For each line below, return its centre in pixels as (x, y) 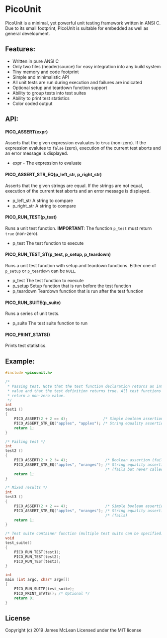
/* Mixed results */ (27, 488)
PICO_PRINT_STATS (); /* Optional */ (52, 593)
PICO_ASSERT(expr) (27, 132)
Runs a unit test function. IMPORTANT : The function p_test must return (79, 228)
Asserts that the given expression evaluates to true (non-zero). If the (76, 143)
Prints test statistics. (26, 346)
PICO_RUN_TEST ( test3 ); (38, 561)
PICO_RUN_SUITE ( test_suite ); (44, 589)
